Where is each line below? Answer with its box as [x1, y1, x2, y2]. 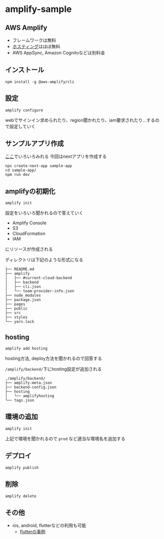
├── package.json [5, 297, 41, 303]
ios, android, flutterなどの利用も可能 [12, 523, 86, 529]
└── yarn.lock [5, 319, 35, 324]
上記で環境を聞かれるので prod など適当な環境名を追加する [5, 436, 126, 442]
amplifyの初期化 [5, 187, 56, 195]
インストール [5, 66, 45, 74]
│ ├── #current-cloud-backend [5, 276, 72, 281]
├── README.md [5, 267, 35, 272]
